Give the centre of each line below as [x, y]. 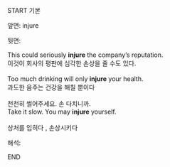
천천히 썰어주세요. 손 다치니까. [49, 104]
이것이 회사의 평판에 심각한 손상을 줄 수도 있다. [72, 63]
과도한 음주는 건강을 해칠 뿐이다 [51, 87]
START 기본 [24, 10]
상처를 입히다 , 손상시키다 [43, 128]
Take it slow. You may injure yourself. [62, 112]
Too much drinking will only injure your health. [75, 79]
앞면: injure [23, 26]
